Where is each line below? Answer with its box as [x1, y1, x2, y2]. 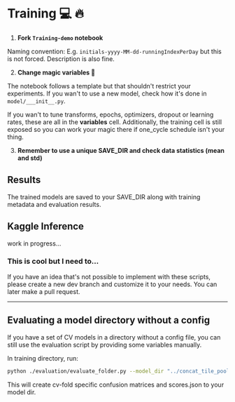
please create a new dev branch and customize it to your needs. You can [7, 280, 218, 288]
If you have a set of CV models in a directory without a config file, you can [7, 333, 221, 341]
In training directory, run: [7, 354, 79, 362]
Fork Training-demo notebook [17, 33, 104, 42]
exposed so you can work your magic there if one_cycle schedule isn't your [7, 125, 225, 133]
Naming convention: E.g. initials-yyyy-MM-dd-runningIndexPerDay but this [7, 47, 222, 55]
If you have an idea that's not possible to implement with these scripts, [7, 272, 211, 281]
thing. [7, 133, 24, 141]
